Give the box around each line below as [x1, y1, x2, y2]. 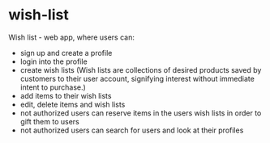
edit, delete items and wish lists [19, 99, 126, 109]
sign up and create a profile [19, 48, 113, 57]
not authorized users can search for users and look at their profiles [19, 125, 244, 135]
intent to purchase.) [19, 82, 87, 92]
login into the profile [19, 57, 88, 66]
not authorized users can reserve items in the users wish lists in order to [19, 107, 262, 118]
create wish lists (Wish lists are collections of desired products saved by [19, 65, 262, 74]
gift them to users [19, 116, 79, 126]
